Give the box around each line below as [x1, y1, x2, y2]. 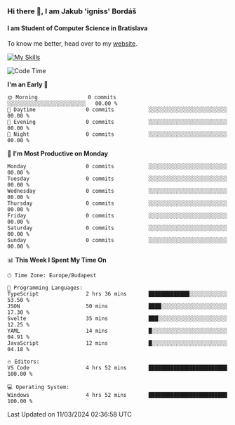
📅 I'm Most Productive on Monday [7, 149, 109, 158]
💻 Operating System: [7, 383, 70, 391]
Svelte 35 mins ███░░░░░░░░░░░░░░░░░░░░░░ [7, 315, 228, 322]
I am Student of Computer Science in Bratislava [7, 24, 148, 32]
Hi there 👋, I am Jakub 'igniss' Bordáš [7, 6, 137, 16]
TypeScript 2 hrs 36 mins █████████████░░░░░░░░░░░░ [7, 291, 228, 298]
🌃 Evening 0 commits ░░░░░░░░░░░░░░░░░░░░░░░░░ [7, 119, 228, 126]
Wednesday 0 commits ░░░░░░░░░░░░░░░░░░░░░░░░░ [7, 188, 228, 195]
